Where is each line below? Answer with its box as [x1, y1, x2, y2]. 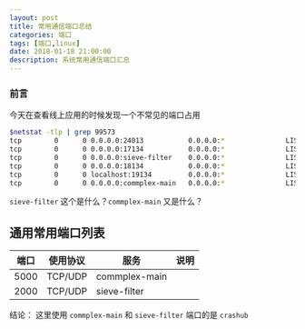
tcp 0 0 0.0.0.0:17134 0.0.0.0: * [9, 145, 225, 155]
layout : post [9, 13, 59, 23]
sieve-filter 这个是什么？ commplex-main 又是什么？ [9, 196, 203, 207]
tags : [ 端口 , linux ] [9, 38, 81, 48]
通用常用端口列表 [9, 224, 105, 241]
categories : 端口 [9, 30, 73, 39]
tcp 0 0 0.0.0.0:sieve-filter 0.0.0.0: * [9, 153, 225, 162]
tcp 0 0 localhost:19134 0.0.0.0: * [9, 170, 225, 179]
